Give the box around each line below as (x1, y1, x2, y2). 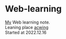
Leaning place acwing (5, 24, 49, 30)
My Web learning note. (5, 19, 51, 25)
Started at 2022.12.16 (5, 29, 47, 35)
